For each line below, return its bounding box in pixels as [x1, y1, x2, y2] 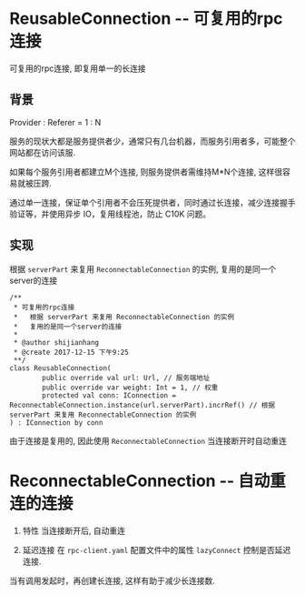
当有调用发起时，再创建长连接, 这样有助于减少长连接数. [9, 575, 216, 586]
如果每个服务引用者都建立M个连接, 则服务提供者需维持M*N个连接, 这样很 [9, 166, 283, 177]
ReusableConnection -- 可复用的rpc [9, 8, 283, 29]
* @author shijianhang [13, 338, 100, 347]
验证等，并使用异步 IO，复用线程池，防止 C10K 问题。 [9, 208, 212, 219]
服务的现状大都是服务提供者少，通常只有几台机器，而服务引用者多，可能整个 [9, 136, 296, 146]
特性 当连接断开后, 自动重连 [22, 525, 125, 536]
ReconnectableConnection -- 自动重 [9, 470, 286, 491]
